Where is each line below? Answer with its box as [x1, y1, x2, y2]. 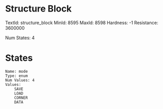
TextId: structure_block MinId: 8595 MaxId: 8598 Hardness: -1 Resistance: [5, 20, 158, 26]
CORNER [14, 95, 28, 100]
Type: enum [5, 73, 28, 78]
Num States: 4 [5, 35, 35, 41]
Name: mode [5, 69, 28, 74]
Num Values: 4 [5, 77, 35, 83]
